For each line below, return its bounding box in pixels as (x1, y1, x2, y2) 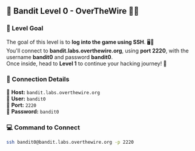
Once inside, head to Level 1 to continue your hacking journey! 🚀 (6, 60, 167, 67)
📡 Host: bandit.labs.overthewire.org (6, 88, 101, 95)
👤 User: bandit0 (6, 95, 46, 102)
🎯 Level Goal (6, 24, 44, 33)
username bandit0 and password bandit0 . (6, 53, 113, 60)
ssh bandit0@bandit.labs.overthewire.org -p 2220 (6, 140, 134, 146)
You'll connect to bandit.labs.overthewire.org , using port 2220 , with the (6, 47, 189, 54)
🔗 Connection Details (6, 75, 70, 83)
